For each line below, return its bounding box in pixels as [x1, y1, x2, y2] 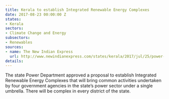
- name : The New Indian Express [5, 49, 73, 54]
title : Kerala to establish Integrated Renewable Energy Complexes [5, 7, 150, 12]
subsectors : [5, 35, 30, 40]
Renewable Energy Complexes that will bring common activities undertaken [5, 77, 162, 83]
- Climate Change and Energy [5, 30, 66, 35]
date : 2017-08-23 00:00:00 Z [5, 12, 66, 17]
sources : [5, 44, 24, 49]
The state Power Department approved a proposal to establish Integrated [5, 72, 157, 78]
